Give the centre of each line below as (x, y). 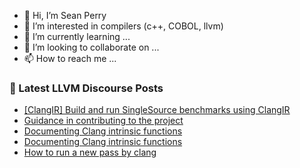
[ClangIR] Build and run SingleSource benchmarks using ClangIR (157, 110)
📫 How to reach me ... (70, 58)
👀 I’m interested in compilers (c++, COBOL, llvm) (123, 26)
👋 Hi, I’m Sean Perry (65, 15)
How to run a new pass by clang (90, 152)
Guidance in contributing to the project (103, 121)
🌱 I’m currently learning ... (77, 36)
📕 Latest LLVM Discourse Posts (86, 88)
